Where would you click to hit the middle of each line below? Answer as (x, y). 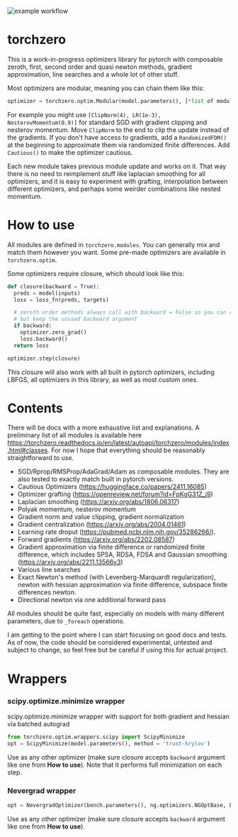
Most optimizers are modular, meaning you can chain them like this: (106, 88)
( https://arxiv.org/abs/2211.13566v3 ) (70, 562)
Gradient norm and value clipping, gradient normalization (101, 517)
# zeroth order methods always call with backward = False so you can (120, 312)
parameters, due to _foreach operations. (66, 621)
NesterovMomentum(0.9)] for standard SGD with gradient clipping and (107, 122)
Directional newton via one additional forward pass (92, 600)
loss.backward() (44, 339)
